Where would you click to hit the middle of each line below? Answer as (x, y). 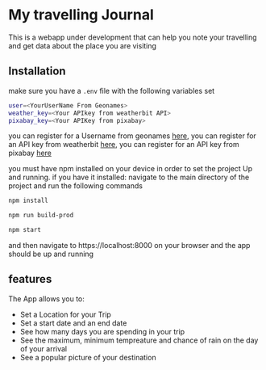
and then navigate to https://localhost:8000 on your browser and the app (129, 245)
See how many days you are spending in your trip (102, 331)
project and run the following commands (76, 186)
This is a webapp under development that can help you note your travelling (133, 37)
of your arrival (43, 348)
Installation (37, 71)
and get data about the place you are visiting (83, 45)
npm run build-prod (41, 216)
